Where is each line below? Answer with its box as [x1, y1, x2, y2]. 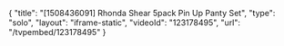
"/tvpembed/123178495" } [8, 27, 106, 37]
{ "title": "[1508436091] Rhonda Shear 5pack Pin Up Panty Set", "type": [8, 8, 276, 18]
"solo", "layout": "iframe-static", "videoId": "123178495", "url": [8, 17, 241, 28]
